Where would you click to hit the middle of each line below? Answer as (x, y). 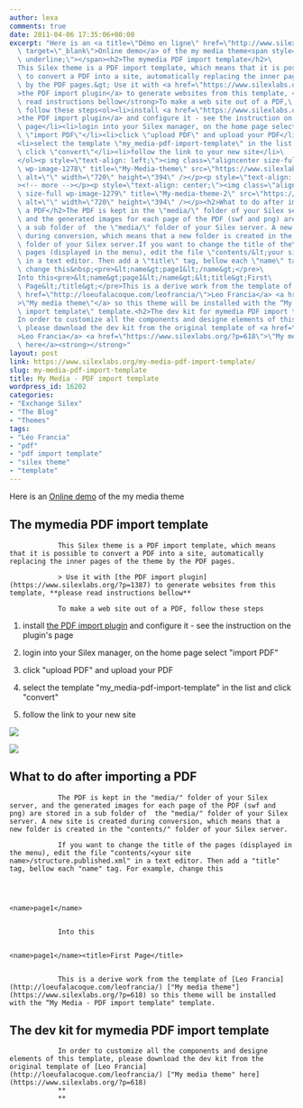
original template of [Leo (60, 1067)
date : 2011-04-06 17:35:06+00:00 (72, 34)
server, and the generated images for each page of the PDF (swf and (143, 805)
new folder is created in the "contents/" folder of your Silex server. (149, 829)
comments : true (38, 26)
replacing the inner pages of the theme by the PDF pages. (123, 561)
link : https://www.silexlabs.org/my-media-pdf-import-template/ (133, 362)
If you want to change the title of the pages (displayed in (175, 845)
